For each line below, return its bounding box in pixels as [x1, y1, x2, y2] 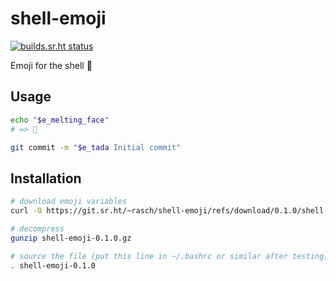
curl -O [10, 206, 43, 216]
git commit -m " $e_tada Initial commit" [10, 142, 182, 152]
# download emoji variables [10, 197, 128, 207]
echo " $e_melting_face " [10, 115, 110, 125]
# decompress [10, 223, 65, 234]
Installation [10, 170, 82, 187]
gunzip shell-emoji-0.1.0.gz [10, 233, 132, 243]
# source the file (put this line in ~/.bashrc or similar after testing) [10, 251, 329, 261]
